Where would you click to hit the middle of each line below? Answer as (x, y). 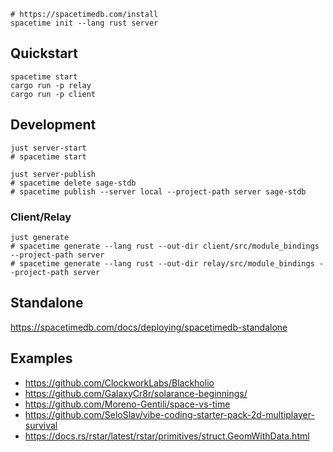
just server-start (48, 148)
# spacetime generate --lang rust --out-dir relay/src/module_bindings (162, 263)
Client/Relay (41, 217)
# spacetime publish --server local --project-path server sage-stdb (158, 191)
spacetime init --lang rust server (84, 23)
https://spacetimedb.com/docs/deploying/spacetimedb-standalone (149, 327)
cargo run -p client (53, 94)
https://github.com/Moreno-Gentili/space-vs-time (127, 404)
